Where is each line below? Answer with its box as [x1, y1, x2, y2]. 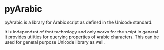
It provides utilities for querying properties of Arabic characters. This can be [4, 34, 159, 40]
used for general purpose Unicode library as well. [4, 39, 105, 45]
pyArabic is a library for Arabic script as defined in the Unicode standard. [4, 19, 153, 25]
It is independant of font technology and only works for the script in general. [4, 29, 160, 34]
